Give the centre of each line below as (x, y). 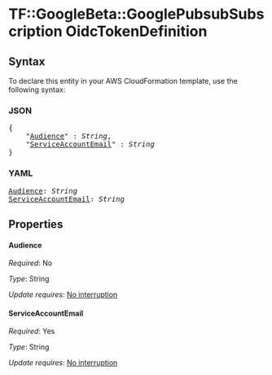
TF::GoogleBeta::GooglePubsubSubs (136, 14)
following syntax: (37, 89)
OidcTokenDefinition (136, 31)
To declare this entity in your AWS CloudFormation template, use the (123, 81)
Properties (36, 224)
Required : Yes (32, 331)
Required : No (31, 263)
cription (35, 31)
